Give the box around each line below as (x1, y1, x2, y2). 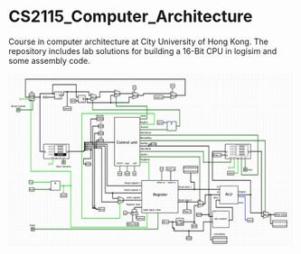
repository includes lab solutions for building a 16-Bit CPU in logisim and (8, 45, 277, 56)
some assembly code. (8, 55, 91, 66)
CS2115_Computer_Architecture (8, 6, 253, 27)
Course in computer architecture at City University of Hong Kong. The (8, 36, 268, 47)
